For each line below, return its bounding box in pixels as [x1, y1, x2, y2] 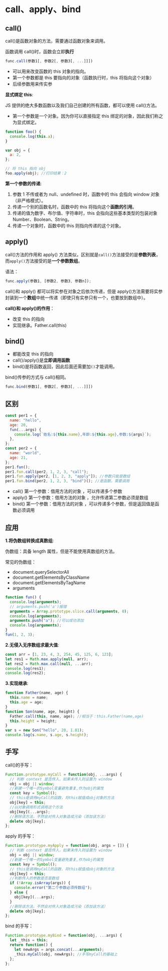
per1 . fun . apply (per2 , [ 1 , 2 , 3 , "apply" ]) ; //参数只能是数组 [5, 474, 130, 479]
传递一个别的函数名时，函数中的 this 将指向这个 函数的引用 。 [12, 204, 137, 210]
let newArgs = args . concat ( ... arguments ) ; [14, 947, 104, 952]
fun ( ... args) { [10, 427, 42, 432]
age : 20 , [10, 422, 28, 427]
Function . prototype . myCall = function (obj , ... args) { [5, 772, 122, 777]
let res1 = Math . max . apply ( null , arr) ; [5, 656, 89, 662]
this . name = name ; [10, 695, 49, 700]
